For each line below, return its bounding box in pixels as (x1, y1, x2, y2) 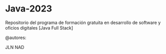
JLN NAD (5, 44, 24, 50)
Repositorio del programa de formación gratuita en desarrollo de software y (5, 19, 161, 25)
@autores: (5, 34, 26, 40)
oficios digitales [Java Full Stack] (5, 24, 73, 30)
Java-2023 (5, 3, 52, 14)
